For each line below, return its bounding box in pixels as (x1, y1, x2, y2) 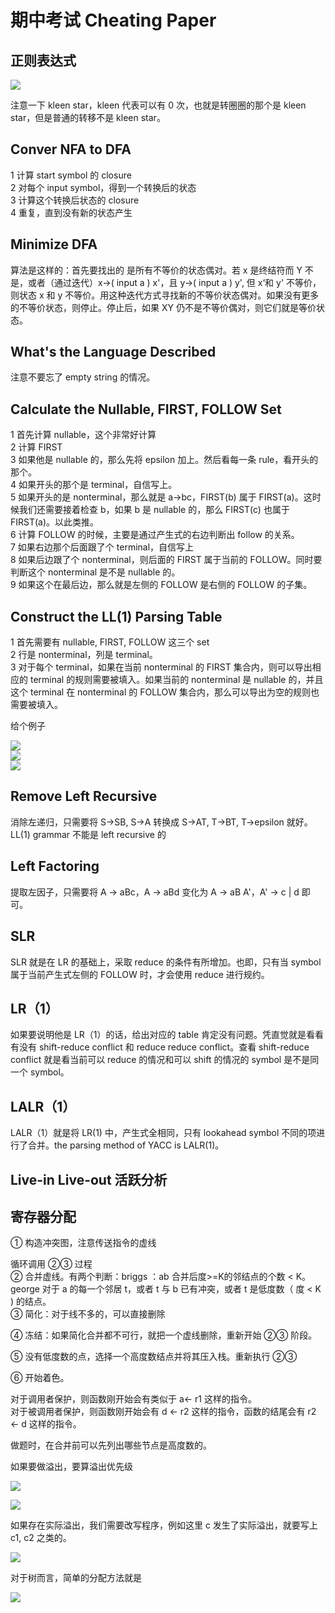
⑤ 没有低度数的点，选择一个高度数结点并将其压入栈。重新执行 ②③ (10, 1351, 298, 1363)
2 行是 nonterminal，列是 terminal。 (10, 649, 158, 661)
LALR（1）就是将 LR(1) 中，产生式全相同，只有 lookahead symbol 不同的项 (10, 1127, 317, 1139)
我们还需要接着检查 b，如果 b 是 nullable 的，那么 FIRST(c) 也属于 (18, 504, 290, 516)
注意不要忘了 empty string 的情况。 (10, 371, 156, 383)
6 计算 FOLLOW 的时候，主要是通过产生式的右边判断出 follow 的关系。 (10, 529, 300, 541)
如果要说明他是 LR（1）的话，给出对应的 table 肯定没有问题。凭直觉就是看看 (10, 1029, 325, 1041)
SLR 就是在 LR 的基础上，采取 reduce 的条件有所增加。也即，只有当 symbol (10, 956, 322, 968)
